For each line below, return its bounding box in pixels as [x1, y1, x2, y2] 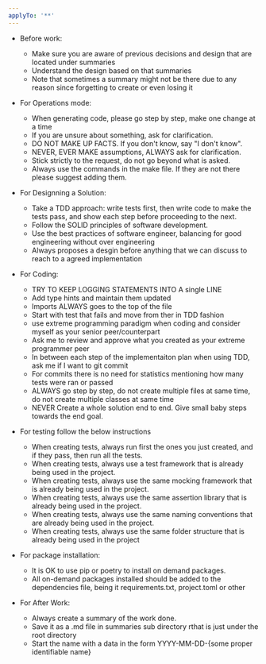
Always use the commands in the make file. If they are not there [31, 164, 241, 173]
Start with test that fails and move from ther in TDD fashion [31, 310, 225, 319]
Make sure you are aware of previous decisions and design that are [31, 48, 253, 58]
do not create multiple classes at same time [31, 394, 175, 403]
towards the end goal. [31, 411, 103, 421]
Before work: [19, 33, 63, 43]
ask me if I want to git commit [31, 361, 129, 370]
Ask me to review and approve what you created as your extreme [31, 335, 245, 345]
